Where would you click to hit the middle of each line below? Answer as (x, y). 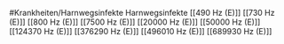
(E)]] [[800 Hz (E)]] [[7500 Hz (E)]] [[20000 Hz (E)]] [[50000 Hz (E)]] (135, 22)
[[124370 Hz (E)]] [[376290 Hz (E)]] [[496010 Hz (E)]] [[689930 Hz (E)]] (141, 31)
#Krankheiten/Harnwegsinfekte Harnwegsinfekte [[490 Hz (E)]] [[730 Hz (142, 13)
